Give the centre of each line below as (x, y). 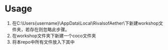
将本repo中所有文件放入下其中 (43, 42)
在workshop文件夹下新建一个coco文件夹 (54, 35)
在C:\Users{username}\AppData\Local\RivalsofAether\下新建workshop (85, 23)
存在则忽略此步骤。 (50, 29)
